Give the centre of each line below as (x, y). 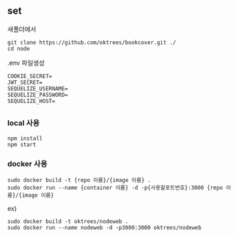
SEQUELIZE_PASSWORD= (38, 94)
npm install (25, 138)
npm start (22, 144)
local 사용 (24, 123)
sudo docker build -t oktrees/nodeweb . (68, 221)
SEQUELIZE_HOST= (31, 101)
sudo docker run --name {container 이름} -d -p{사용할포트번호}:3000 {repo (115, 188)
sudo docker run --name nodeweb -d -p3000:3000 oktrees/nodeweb (104, 227)
